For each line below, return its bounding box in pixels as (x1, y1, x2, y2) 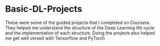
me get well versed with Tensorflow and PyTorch (5, 35, 105, 41)
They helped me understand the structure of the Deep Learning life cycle (5, 24, 155, 30)
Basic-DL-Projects (5, 3, 82, 15)
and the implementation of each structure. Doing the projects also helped (5, 30, 155, 36)
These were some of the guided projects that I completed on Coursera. (5, 20, 151, 25)
